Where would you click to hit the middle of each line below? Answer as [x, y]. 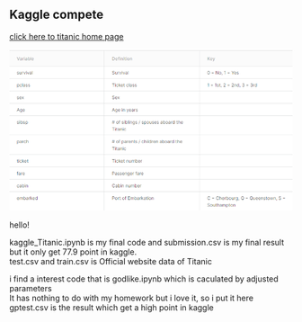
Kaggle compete [57, 15]
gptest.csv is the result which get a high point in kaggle [111, 307]
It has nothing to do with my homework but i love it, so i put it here [132, 298]
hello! [19, 225]
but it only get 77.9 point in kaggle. [73, 252]
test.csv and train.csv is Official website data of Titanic [111, 261]
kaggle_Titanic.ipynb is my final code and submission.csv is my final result [147, 242]
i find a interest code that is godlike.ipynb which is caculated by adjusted [144, 279]
